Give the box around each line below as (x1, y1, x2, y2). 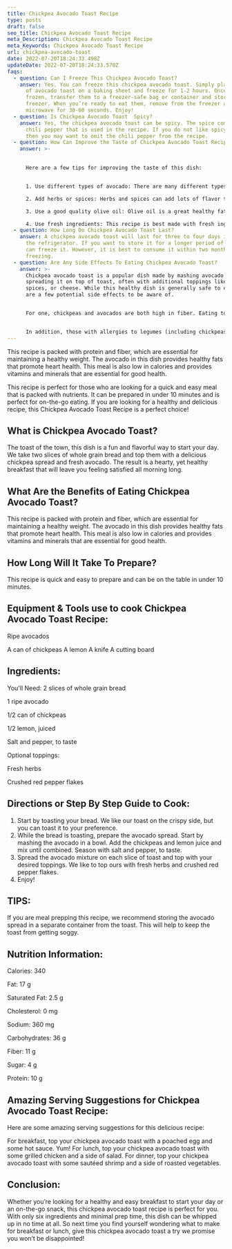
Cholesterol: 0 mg (7, 1007, 58, 1016)
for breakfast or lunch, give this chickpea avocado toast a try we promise (7, 1227, 215, 1235)
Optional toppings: (7, 751, 60, 759)
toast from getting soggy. (7, 928, 79, 937)
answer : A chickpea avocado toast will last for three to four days (19, 233, 221, 240)
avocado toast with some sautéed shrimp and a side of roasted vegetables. (7, 1158, 222, 1167)
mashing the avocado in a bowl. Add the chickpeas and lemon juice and (17, 838, 222, 847)
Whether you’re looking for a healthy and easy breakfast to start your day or (7, 1197, 224, 1205)
